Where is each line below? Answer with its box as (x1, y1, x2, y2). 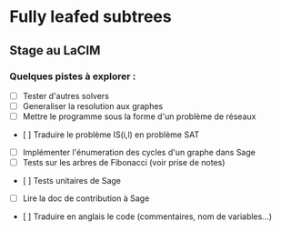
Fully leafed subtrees (9, 6, 172, 27)
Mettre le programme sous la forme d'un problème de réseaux (22, 111, 256, 122)
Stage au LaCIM (9, 43, 101, 58)
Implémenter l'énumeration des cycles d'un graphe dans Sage (22, 147, 256, 158)
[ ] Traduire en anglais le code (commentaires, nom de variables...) (22, 211, 273, 222)
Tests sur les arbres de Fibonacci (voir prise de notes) (22, 157, 226, 168)
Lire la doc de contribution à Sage (22, 193, 150, 204)
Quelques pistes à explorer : (9, 70, 136, 83)
